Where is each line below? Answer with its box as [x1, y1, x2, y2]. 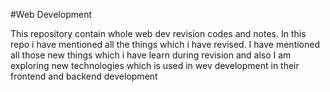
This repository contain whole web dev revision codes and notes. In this [10, 28, 307, 39]
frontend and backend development [10, 70, 158, 82]
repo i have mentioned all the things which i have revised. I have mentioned [10, 39, 321, 50]
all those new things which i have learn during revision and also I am [10, 49, 292, 61]
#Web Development [10, 9, 93, 20]
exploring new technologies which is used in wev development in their [10, 60, 300, 71]
